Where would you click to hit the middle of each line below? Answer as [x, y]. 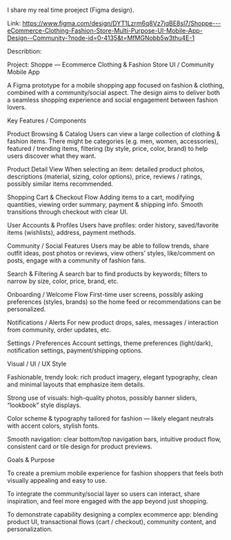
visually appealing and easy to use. [57, 480]
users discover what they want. [52, 156]
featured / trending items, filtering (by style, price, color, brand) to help [108, 148]
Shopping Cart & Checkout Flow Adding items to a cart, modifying [101, 197]
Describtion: [24, 51]
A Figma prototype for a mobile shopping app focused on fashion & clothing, [116, 85]
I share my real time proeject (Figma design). [71, 10]
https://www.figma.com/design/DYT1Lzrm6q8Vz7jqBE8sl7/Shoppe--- [122, 23]
